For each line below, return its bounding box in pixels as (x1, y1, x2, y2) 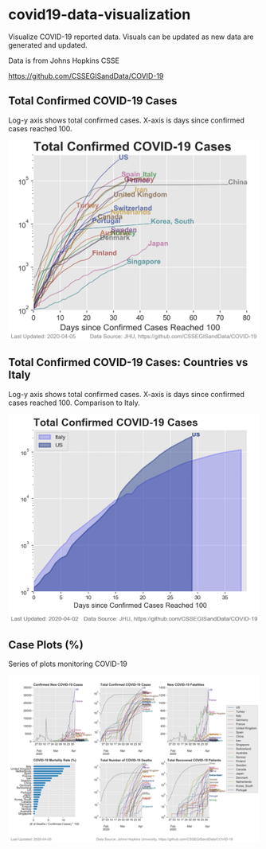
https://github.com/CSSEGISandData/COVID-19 (8, 71, 164, 80)
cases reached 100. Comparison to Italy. (8, 398, 141, 407)
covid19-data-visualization (8, 6, 191, 24)
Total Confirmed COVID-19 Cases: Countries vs (8, 356, 248, 369)
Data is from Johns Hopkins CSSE (8, 56, 119, 65)
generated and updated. (8, 40, 88, 49)
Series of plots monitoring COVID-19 (8, 659, 127, 669)
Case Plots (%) (8, 638, 84, 652)
